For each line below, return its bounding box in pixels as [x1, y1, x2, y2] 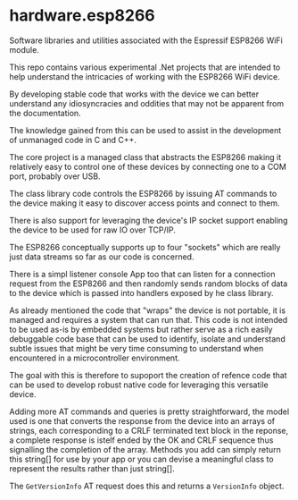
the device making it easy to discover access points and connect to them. [9, 198, 280, 208]
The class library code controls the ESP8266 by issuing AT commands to [9, 188, 277, 199]
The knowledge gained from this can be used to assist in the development [9, 124, 282, 135]
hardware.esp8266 [9, 5, 156, 26]
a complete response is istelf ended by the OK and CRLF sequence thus [9, 435, 274, 445]
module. [9, 44, 40, 55]
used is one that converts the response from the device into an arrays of [9, 415, 275, 426]
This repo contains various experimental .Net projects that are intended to [9, 62, 281, 72]
